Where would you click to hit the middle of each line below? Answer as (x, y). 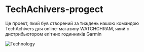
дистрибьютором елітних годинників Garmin (53, 34)
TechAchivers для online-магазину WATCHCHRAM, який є (67, 28)
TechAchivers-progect (54, 9)
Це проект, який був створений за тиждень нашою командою (72, 23)
